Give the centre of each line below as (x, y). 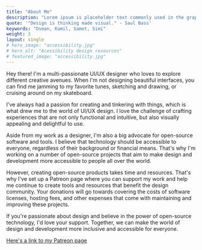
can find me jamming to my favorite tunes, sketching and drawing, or (91, 86)
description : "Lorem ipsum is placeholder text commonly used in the (95, 17)
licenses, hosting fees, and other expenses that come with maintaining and (99, 198)
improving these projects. (38, 204)
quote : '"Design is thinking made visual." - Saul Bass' (79, 23)
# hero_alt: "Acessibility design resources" (64, 51)
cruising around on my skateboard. (50, 93)
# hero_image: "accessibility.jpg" (51, 46)
